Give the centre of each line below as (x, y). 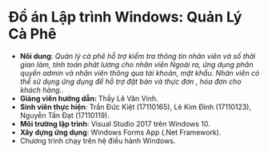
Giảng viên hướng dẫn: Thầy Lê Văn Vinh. (89, 98)
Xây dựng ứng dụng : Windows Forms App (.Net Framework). (120, 132)
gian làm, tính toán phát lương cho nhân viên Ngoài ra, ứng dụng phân (136, 65)
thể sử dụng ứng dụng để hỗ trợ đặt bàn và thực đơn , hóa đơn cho (130, 81)
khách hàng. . (42, 90)
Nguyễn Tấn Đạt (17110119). (65, 115)
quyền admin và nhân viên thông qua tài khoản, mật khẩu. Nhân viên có (140, 73)
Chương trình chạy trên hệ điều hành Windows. (98, 140)
